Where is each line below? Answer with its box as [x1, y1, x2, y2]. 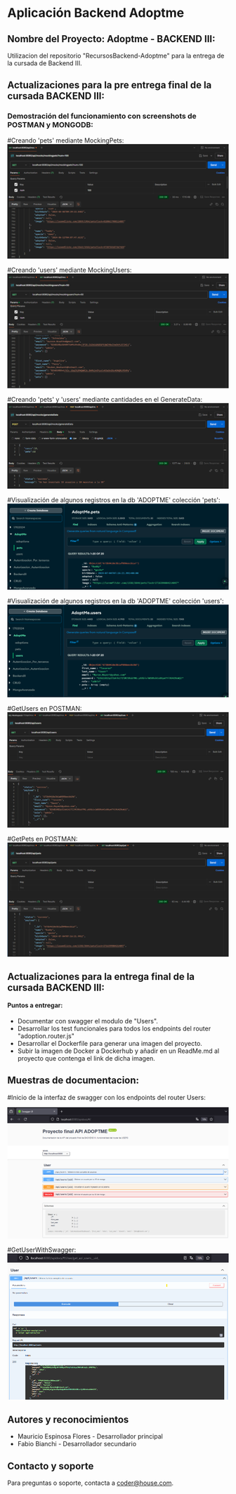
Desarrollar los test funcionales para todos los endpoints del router [17, 1024, 211, 1033]
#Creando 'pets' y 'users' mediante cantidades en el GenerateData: [7, 395, 202, 404]
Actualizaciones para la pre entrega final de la [7, 79, 212, 91]
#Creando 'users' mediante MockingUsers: [7, 266, 132, 274]
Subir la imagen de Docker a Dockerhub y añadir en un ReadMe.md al [17, 1047, 220, 1055]
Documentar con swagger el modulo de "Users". [17, 1016, 158, 1025]
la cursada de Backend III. [7, 59, 82, 67]
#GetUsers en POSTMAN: [7, 705, 82, 713]
